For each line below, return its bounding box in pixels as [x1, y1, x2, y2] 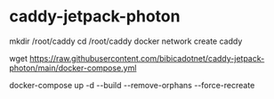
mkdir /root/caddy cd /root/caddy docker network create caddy [9, 36, 243, 46]
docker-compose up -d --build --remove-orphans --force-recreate [9, 79, 255, 90]
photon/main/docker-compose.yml [9, 62, 137, 73]
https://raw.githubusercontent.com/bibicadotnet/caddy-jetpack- [29, 53, 265, 63]
